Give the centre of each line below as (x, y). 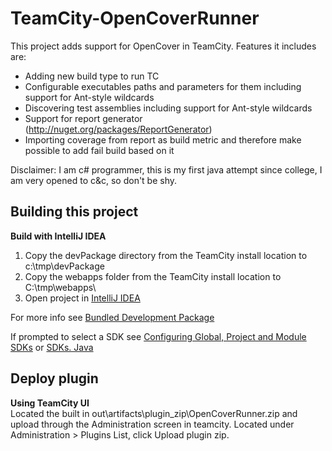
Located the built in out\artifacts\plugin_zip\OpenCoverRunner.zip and (154, 413)
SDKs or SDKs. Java (52, 347)
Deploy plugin (54, 378)
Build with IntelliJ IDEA (58, 236)
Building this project (74, 212)
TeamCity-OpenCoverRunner (135, 18)
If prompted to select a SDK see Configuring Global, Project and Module (158, 336)
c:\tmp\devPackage (64, 266)
